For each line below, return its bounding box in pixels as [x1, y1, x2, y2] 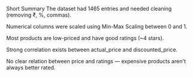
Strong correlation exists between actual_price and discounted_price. [6, 46, 178, 53]
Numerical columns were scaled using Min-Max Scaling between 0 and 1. [6, 23, 188, 30]
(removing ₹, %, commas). [6, 11, 72, 19]
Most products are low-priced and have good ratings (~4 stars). [6, 35, 164, 41]
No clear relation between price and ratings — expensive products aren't [6, 58, 186, 64]
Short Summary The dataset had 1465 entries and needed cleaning [6, 5, 172, 12]
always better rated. [6, 64, 56, 71]
